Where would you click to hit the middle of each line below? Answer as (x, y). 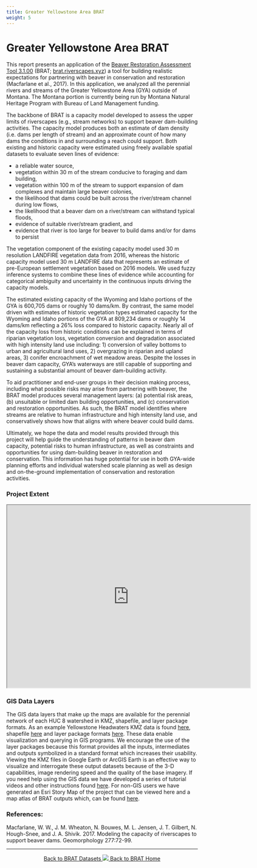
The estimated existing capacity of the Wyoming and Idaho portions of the (99, 300)
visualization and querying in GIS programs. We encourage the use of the (98, 740)
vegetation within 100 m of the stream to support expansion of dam (99, 185)
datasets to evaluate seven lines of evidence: (63, 154)
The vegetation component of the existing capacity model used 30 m (93, 249)
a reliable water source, (44, 166)
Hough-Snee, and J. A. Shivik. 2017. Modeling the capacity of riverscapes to (102, 834)
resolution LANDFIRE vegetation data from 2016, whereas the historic (93, 255)
